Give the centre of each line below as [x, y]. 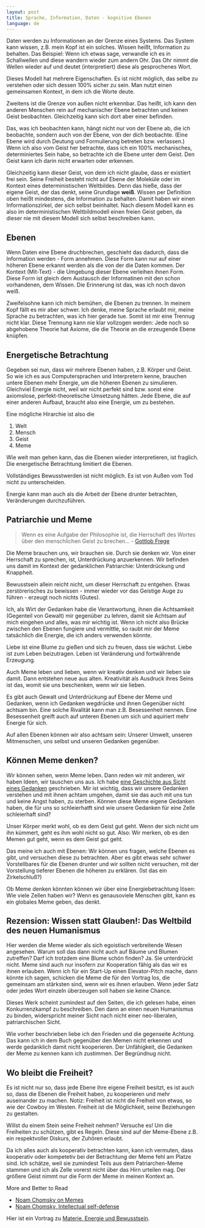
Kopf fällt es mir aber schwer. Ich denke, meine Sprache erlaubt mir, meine [100, 310]
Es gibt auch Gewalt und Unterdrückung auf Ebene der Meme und [89, 697]
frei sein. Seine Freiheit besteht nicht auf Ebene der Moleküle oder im [93, 179]
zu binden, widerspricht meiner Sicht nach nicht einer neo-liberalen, [92, 1016]
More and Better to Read [37, 1188]
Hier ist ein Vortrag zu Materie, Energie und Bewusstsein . [78, 1218]
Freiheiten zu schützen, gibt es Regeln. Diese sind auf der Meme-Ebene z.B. [102, 1132]
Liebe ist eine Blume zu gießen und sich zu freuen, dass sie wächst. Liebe [99, 647]
